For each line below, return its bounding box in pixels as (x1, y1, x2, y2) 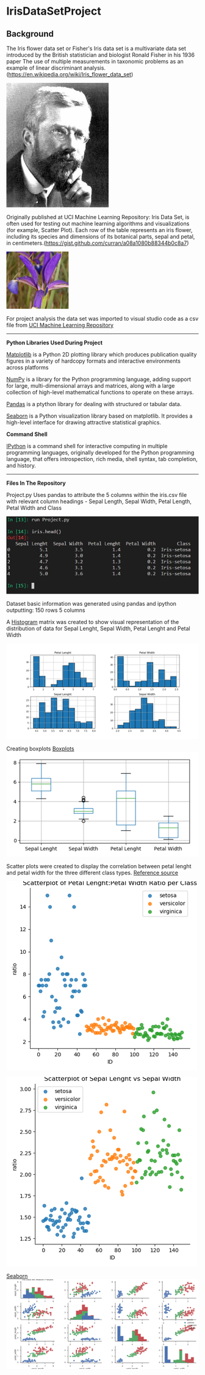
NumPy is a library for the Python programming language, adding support (6, 375, 191, 383)
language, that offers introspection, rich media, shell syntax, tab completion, (6, 455, 198, 462)
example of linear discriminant (6, 64, 82, 71)
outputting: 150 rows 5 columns (6, 606, 85, 614)
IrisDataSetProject (6, 4, 102, 18)
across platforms (6, 364, 49, 371)
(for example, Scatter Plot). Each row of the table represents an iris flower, (6, 227, 193, 233)
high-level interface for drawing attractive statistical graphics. (6, 419, 162, 426)
